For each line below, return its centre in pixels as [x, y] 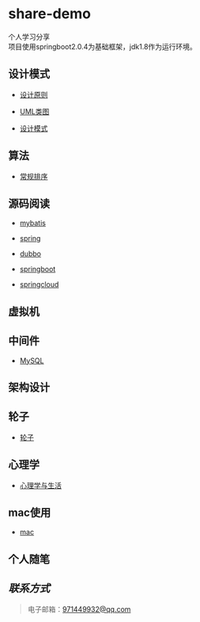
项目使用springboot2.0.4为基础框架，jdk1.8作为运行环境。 [103, 46]
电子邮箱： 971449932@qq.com [79, 609]
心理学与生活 [40, 485]
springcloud [39, 284]
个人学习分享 [29, 36]
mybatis [32, 223]
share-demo [49, 14]
